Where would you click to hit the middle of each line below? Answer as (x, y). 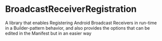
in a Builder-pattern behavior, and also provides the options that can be (78, 28)
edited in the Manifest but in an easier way (48, 33)
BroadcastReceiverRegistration (71, 9)
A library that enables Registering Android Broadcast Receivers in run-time (81, 23)
